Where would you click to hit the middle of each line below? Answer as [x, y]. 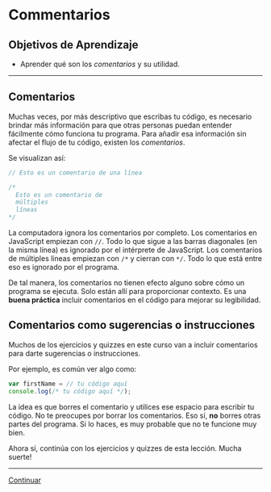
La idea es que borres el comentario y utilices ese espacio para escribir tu [131, 406]
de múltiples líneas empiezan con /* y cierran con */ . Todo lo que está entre [135, 259]
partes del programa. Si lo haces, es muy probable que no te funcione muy [133, 424]
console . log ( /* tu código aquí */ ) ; [70, 391]
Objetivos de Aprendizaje [73, 45]
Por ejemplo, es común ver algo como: [73, 368]
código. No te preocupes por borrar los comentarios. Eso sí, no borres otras [135, 415]
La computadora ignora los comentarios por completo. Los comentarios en [133, 233]
